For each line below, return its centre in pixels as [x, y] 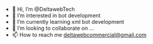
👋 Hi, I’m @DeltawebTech [44, 9]
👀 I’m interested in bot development [56, 15]
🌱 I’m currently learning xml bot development [68, 22]
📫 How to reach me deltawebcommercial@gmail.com [79, 35]
